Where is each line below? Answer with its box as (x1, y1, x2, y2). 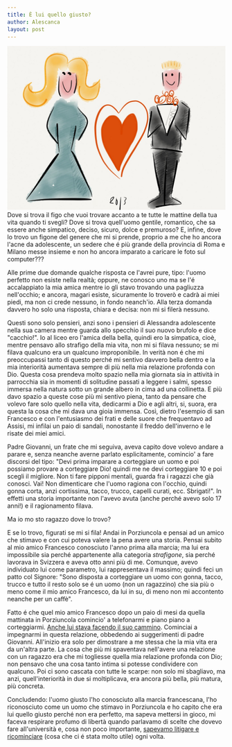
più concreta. (7, 682, 45, 690)
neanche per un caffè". (7, 595, 73, 603)
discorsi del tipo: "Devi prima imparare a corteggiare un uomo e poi (7, 458, 199, 466)
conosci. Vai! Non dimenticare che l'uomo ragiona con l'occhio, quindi (7, 479, 207, 488)
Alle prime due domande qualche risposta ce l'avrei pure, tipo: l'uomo (7, 268, 206, 277)
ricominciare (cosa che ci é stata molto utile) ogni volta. (7, 732, 166, 741)
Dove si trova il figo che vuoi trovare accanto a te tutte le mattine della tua (7, 211, 217, 219)
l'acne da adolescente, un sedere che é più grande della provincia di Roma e (7, 240, 226, 249)
